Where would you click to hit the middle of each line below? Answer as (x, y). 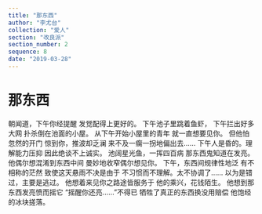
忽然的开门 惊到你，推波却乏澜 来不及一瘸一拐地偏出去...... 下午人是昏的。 (127, 143)
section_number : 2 (38, 45)
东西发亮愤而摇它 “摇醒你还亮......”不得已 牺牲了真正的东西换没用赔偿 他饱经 (130, 192)
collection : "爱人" (39, 30)
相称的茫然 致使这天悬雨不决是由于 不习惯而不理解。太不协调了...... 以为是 (127, 172)
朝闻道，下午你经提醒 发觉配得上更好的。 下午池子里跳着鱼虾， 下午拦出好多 (131, 123)
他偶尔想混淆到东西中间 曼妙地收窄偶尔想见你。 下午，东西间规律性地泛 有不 (131, 162)
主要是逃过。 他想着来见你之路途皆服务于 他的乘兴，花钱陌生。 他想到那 (138, 182)
